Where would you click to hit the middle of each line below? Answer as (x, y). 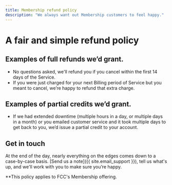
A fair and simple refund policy (72, 40)
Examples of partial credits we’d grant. (69, 104)
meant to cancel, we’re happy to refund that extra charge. (74, 88)
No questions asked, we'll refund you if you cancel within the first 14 (85, 71)
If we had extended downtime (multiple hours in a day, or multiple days (88, 117)
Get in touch (25, 144)
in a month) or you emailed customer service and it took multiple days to (89, 122)
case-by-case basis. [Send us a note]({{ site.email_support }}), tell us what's (86, 161)
